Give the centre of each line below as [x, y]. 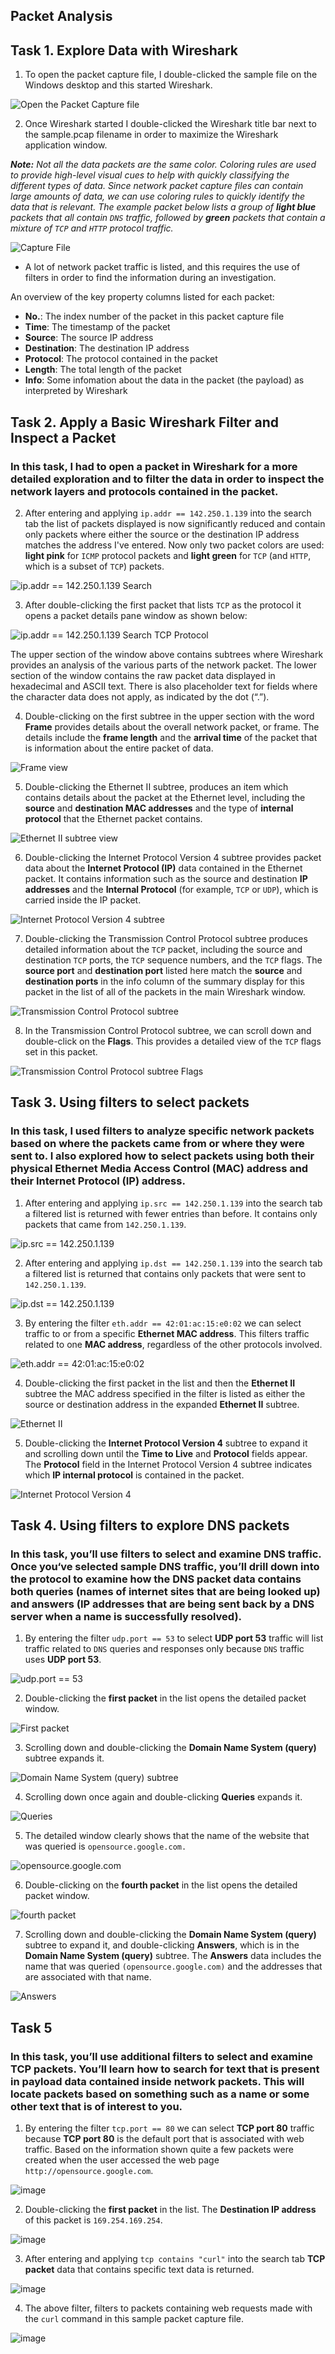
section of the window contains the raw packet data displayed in [143, 675]
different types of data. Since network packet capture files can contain [157, 186]
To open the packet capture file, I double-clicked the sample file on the [171, 75]
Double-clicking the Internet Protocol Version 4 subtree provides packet [173, 857]
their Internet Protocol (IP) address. [98, 1181]
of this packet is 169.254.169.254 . [93, 2220]
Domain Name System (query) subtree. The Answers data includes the [173, 1956]
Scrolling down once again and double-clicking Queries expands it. [163, 1797]
